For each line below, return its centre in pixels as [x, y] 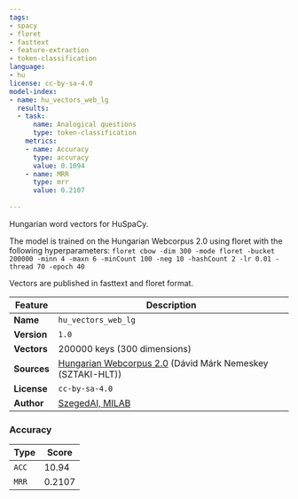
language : [27, 67]
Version [31, 334]
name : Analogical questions [85, 125]
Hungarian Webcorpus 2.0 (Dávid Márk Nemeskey [163, 363]
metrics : [41, 141]
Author [29, 402]
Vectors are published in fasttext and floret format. [101, 283]
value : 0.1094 [59, 166]
